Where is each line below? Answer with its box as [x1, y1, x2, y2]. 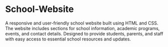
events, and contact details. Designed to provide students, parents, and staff [5, 30, 163, 36]
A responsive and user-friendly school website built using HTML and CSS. [5, 20, 158, 26]
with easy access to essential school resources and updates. [5, 36, 131, 42]
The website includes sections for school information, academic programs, [5, 25, 160, 31]
